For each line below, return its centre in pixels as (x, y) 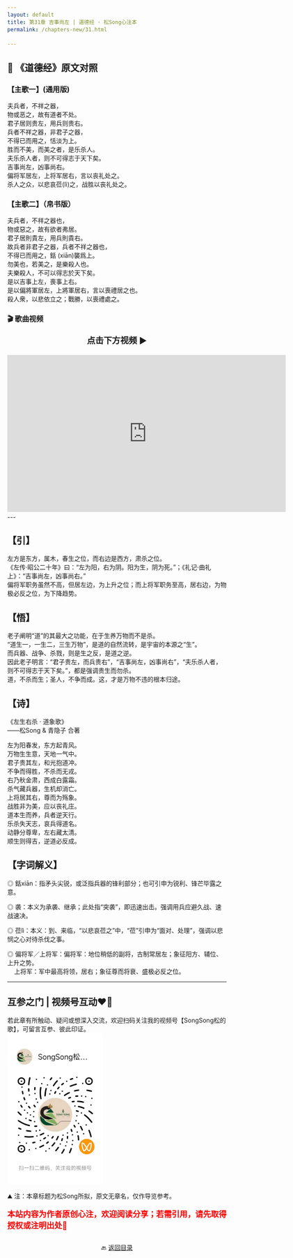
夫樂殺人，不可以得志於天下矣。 (53, 273)
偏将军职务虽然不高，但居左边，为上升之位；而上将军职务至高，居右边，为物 (117, 585)
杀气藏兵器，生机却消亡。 (44, 788)
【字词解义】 (35, 865)
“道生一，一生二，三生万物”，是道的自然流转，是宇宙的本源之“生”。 (104, 645)
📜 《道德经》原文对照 (53, 67)
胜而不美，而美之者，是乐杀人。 (53, 149)
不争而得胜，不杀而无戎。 (44, 771)
